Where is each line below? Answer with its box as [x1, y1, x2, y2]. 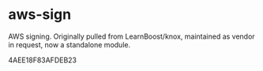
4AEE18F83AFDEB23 [8, 55, 77, 65]
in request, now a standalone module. [8, 39, 131, 49]
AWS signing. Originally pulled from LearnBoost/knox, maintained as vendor [8, 32, 255, 41]
